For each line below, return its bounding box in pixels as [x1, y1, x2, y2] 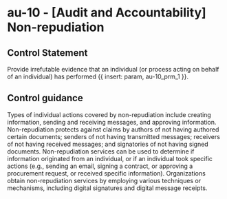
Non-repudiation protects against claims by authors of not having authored [7, 125, 219, 134]
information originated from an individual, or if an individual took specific [7, 154, 213, 163]
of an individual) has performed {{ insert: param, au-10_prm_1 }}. [7, 72, 189, 81]
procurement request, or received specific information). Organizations [7, 169, 206, 177]
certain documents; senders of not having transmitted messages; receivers [7, 132, 220, 140]
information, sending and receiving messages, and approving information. [7, 118, 217, 126]
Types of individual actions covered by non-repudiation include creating [7, 110, 211, 118]
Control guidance [7, 92, 84, 104]
